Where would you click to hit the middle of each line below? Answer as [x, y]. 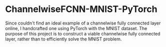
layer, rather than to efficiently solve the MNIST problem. [63, 39]
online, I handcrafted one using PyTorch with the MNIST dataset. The [76, 28]
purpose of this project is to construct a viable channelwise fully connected [83, 33]
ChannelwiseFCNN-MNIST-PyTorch [81, 9]
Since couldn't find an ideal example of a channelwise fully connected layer [83, 23]
